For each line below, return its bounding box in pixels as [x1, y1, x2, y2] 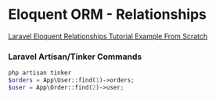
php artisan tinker [8, 69, 72, 77]
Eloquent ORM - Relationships [8, 5, 207, 24]
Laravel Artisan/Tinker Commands [8, 51, 142, 62]
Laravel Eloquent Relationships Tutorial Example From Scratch [8, 31, 208, 41]
